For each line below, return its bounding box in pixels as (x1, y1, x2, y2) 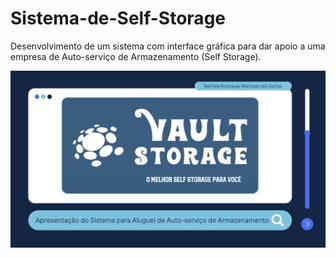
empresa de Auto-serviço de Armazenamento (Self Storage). (10, 50, 262, 62)
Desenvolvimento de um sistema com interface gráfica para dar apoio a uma (10, 40, 326, 52)
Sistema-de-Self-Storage (10, 7, 226, 30)
